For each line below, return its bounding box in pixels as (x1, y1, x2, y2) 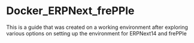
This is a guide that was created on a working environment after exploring (6, 24, 189, 31)
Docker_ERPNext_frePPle (6, 4, 135, 18)
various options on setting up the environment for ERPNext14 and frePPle (6, 29, 187, 37)
